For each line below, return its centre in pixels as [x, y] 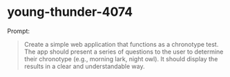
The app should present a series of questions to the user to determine [124, 52]
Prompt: [18, 31]
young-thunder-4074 [70, 12]
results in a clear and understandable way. [84, 66]
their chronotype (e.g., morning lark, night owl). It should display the [121, 58]
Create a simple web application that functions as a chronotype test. [121, 44]
